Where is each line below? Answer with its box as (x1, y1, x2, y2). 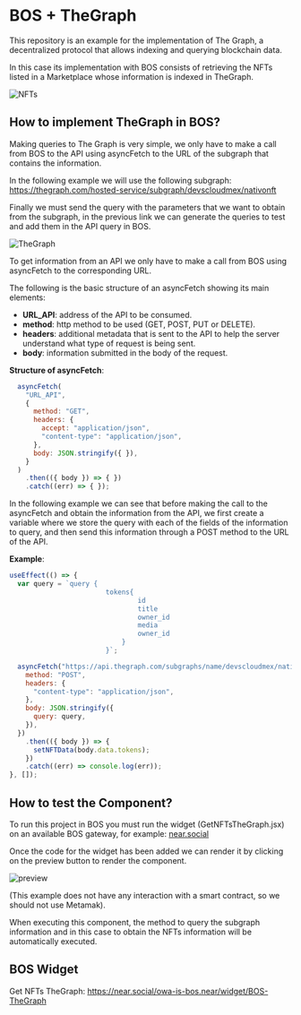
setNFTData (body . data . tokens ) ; (32, 745, 150, 754)
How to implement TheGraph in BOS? (9, 115, 221, 130)
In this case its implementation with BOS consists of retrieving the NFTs (9, 62, 273, 73)
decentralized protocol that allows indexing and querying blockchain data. (9, 44, 282, 55)
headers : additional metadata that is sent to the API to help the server (21, 328, 280, 339)
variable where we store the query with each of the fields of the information (9, 517, 288, 529)
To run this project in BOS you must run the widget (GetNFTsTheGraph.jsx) (9, 819, 285, 830)
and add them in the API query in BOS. (9, 220, 151, 231)
